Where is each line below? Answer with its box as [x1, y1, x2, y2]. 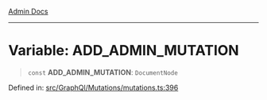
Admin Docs [8, 7, 48, 16]
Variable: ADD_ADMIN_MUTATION [8, 42, 240, 60]
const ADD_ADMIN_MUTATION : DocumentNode [27, 67, 179, 77]
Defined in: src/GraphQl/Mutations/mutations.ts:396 [8, 83, 179, 92]
